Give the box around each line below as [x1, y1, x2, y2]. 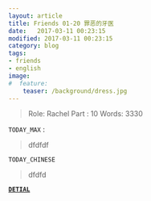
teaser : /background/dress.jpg [22, 86, 128, 95]
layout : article [8, 11, 63, 20]
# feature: [8, 79, 48, 87]
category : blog [8, 42, 59, 50]
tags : [8, 49, 27, 57]
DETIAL [8, 186, 31, 194]
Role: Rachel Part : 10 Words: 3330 [27, 109, 143, 119]
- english [8, 65, 42, 73]
